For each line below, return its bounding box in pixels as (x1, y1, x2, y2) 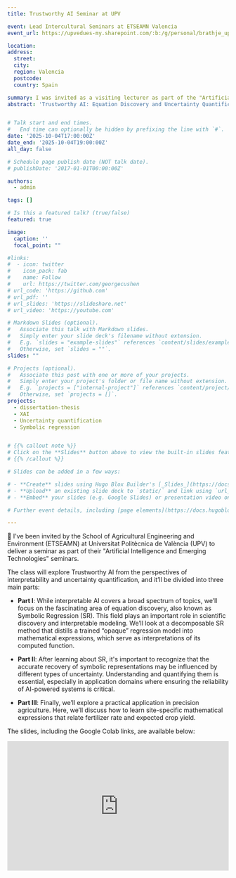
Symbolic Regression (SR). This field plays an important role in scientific (17, 612, 226, 620)
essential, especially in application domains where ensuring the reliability (17, 678, 229, 686)
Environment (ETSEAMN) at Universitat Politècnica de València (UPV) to (7, 539, 216, 548)
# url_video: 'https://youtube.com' (7, 306, 114, 314)
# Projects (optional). (7, 365, 77, 372)
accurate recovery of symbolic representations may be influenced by (17, 662, 218, 671)
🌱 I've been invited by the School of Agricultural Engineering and (7, 532, 195, 541)
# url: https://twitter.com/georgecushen (7, 280, 140, 288)
